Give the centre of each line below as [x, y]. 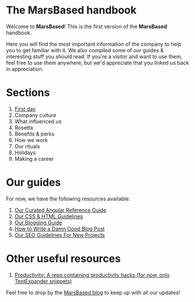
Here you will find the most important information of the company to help [94, 44]
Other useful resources [63, 259]
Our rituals [27, 146]
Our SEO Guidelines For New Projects [60, 235]
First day [25, 108]
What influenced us [38, 121]
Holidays [25, 152]
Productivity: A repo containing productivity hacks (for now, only [92, 275]
